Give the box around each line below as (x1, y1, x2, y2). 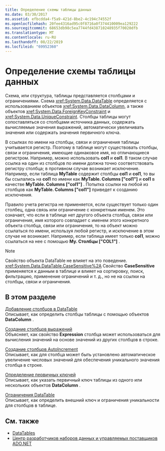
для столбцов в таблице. (5, 402, 57, 408)
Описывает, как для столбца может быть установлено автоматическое (5, 352, 156, 358)
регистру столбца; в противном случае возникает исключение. (5, 165, 140, 171)
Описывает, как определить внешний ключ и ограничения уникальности (5, 397, 160, 403)
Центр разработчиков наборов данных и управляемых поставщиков (12, 435, 158, 442)
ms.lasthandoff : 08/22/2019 (5, 40, 63, 45)
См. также (5, 417, 40, 425)
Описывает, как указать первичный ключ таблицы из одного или (5, 377, 142, 383)
